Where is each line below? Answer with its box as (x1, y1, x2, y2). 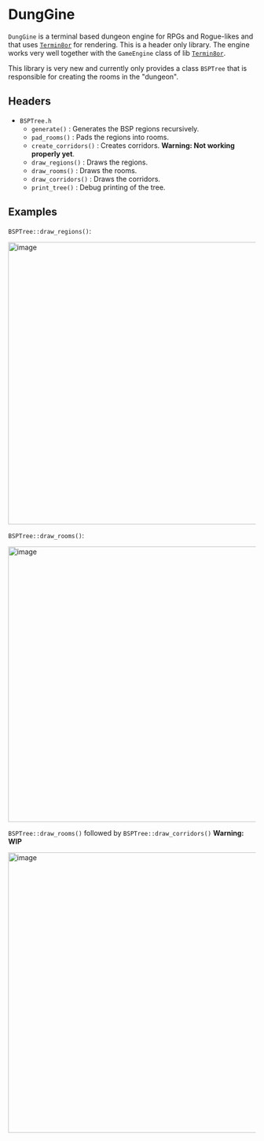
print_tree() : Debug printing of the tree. (31, 183, 166, 192)
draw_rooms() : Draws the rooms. (31, 165, 137, 175)
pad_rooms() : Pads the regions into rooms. (31, 132, 170, 142)
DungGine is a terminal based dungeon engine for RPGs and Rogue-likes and (8, 31, 254, 41)
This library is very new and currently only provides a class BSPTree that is (8, 63, 247, 72)
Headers (8, 94, 51, 108)
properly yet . (31, 149, 75, 158)
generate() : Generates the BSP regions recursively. (31, 124, 200, 133)
